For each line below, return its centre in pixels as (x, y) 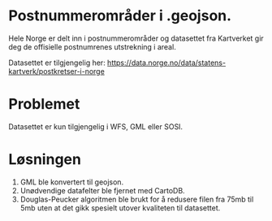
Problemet (44, 104)
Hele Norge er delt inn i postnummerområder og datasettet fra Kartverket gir (136, 38)
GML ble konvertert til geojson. (72, 182)
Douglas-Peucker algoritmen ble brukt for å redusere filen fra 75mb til (137, 199)
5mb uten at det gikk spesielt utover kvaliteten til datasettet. (120, 208)
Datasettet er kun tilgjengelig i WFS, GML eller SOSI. (96, 126)
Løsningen (45, 160)
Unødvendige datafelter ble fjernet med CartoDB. (102, 190)
